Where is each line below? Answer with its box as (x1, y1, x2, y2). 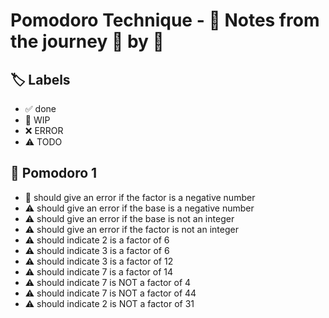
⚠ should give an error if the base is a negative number (24, 202, 255, 214)
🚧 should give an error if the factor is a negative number (24, 191, 256, 203)
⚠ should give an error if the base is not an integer (24, 212, 235, 224)
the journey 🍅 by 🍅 (10, 30, 165, 53)
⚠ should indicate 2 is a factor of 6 (24, 234, 170, 246)
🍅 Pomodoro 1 (10, 165, 98, 182)
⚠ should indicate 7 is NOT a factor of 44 (24, 287, 197, 299)
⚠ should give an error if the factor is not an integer (24, 223, 239, 235)
